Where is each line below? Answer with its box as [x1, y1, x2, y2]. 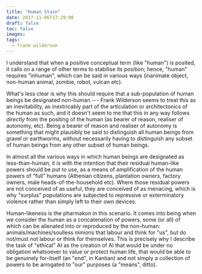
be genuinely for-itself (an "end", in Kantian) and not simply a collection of [6, 254, 191, 261]
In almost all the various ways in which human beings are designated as [6, 153, 185, 160]
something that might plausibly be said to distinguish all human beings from [6, 128, 194, 136]
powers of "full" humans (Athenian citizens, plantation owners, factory [6, 172, 181, 179]
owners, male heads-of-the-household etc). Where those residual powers [6, 179, 190, 186]
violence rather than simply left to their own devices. [6, 197, 137, 205]
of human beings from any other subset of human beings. [6, 141, 150, 148]
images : [6, 31, 26, 37]
